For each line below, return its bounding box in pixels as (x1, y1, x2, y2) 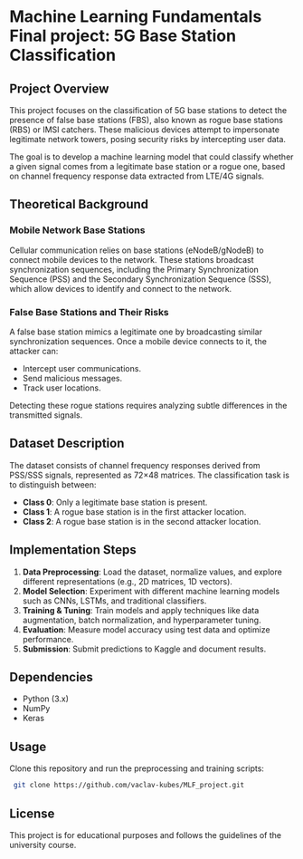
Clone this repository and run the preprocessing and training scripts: (9, 763, 265, 774)
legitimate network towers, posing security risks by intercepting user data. (9, 134, 287, 144)
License (9, 806, 55, 821)
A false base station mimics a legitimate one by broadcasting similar (9, 326, 262, 337)
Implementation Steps (9, 542, 137, 558)
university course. (9, 839, 77, 850)
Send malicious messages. (22, 372, 123, 383)
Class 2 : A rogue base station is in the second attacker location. (22, 516, 261, 526)
